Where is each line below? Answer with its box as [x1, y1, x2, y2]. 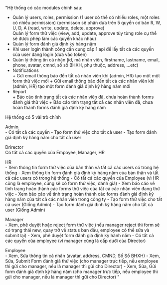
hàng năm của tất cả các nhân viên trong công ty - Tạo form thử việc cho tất [5, 196, 163, 202]
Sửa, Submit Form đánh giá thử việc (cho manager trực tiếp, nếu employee [5, 258, 159, 264]
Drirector [5, 144, 24, 150]
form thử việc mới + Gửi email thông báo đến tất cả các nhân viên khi [12, 78, 155, 84]
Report [12, 89, 26, 94]
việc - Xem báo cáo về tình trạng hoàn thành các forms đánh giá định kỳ [5, 191, 154, 197]
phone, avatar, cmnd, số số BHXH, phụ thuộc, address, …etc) [12, 62, 139, 68]
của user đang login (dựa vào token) [12, 51, 87, 57]
